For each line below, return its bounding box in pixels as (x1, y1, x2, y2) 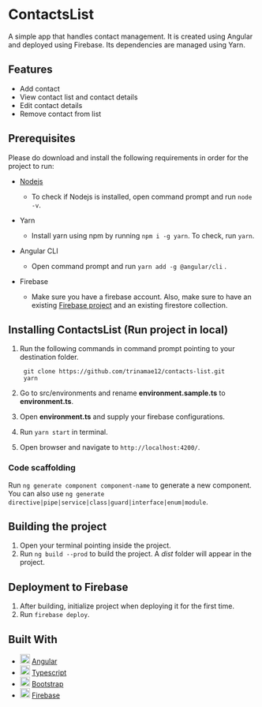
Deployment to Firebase (8, 580, 129, 593)
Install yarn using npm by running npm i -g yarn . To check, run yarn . (31, 230, 255, 240)
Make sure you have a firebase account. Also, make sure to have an (31, 292, 252, 301)
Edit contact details (19, 100, 83, 110)
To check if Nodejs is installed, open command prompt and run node (31, 192, 253, 201)
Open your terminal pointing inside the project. (19, 541, 171, 550)
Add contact (19, 84, 61, 93)
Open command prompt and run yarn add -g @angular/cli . (31, 261, 227, 271)
